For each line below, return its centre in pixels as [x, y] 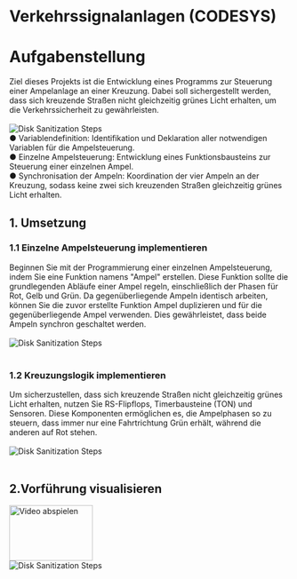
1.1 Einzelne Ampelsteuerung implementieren [108, 248]
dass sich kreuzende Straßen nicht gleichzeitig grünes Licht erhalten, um [143, 100]
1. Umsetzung [48, 222]
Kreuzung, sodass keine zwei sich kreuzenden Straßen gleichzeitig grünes [146, 186]
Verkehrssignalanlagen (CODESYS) [143, 16]
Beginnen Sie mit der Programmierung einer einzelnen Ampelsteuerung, [141, 267]
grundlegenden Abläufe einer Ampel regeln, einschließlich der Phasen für [144, 286]
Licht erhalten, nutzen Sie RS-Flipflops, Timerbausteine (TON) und [131, 404]
